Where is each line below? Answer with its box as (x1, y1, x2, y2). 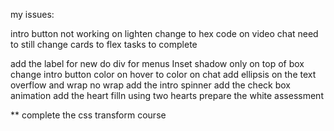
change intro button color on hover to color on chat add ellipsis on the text (10, 69, 317, 80)
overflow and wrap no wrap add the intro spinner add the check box (10, 79, 291, 91)
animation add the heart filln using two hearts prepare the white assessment (10, 90, 324, 101)
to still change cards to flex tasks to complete (10, 39, 198, 50)
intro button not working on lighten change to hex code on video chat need (10, 28, 319, 39)
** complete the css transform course (10, 109, 167, 121)
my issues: (10, 9, 55, 20)
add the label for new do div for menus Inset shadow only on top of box (10, 58, 305, 69)
